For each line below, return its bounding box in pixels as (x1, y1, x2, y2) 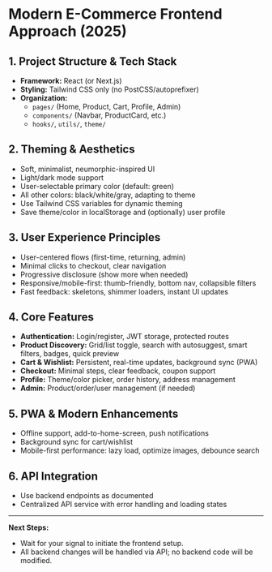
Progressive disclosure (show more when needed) (19, 269, 189, 279)
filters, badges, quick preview (19, 349, 120, 359)
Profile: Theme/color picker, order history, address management (19, 375, 236, 385)
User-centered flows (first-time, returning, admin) (19, 252, 186, 262)
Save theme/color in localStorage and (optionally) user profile (19, 207, 226, 217)
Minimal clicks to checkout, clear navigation (19, 260, 167, 270)
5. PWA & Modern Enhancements (8, 406, 179, 420)
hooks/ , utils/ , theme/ (32, 119, 107, 128)
